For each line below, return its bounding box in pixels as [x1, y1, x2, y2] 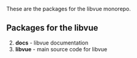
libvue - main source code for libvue [15, 45, 108, 53]
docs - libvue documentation [15, 39, 89, 46]
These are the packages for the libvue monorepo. [6, 5, 131, 12]
